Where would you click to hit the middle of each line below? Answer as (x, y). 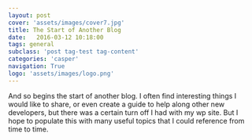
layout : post (30, 15)
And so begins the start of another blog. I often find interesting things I (122, 95)
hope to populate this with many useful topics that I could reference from (126, 120)
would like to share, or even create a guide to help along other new (117, 104)
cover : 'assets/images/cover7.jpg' (67, 23)
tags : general (31, 45)
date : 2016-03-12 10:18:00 (56, 37)
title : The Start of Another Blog (65, 30)
